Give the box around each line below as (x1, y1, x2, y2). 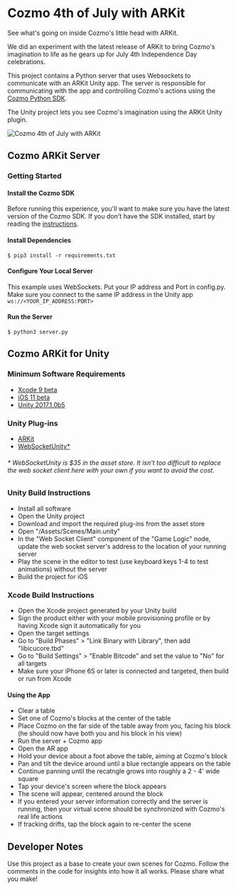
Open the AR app (17, 744, 69, 753)
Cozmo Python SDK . (7, 94, 67, 103)
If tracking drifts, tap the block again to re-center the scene (17, 820, 192, 829)
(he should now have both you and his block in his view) (17, 729, 183, 738)
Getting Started (7, 171, 62, 181)
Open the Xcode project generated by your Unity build (17, 606, 177, 614)
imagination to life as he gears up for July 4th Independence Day (7, 50, 198, 58)
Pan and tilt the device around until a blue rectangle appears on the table (17, 760, 231, 768)
